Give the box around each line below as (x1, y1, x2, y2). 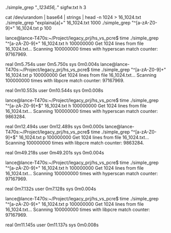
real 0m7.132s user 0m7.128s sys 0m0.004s (5, 186, 96, 192)
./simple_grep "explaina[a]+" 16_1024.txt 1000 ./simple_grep (5, 20, 131, 26)
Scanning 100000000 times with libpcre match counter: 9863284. (5, 140, 144, 146)
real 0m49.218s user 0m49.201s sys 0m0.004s (5, 150, 105, 155)
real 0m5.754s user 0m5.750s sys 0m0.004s (5, 61, 100, 67)
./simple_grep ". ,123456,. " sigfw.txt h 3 (5, 5, 87, 10)
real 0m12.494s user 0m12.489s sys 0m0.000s (5, 124, 104, 129)
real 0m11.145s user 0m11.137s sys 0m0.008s (5, 222, 99, 228)
